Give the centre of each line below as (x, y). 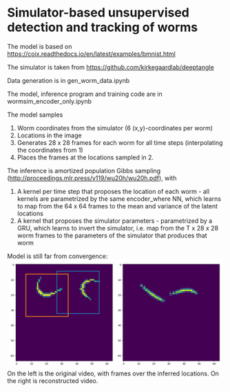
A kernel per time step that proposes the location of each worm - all (113, 191)
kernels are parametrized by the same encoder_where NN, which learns (119, 199)
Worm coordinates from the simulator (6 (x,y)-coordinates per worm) (115, 128)
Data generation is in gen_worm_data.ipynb (69, 80)
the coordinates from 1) (50, 150)
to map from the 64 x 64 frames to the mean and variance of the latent (117, 206)
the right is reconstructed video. (53, 380)
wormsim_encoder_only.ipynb (49, 101)
